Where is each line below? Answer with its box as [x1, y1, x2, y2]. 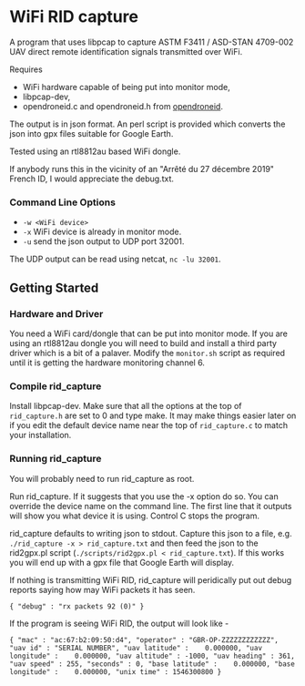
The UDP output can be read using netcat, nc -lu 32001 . [9, 253, 221, 265]
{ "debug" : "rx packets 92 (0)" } [9, 601, 145, 611]
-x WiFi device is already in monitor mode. [22, 226, 182, 238]
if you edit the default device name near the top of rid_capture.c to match [9, 420, 289, 431]
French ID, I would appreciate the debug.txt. [9, 173, 175, 184]
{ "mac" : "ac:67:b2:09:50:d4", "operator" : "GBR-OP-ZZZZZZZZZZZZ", [9, 635, 280, 644]
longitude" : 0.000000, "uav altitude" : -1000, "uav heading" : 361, [9, 651, 296, 660]
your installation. [9, 430, 72, 441]
